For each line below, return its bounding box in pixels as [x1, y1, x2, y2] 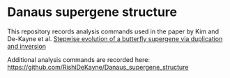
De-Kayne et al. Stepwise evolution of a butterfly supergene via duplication [7, 34, 223, 42]
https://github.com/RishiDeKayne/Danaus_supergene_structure [7, 63, 189, 71]
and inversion [7, 42, 47, 50]
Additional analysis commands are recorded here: [7, 55, 150, 63]
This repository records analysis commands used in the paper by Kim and [7, 27, 220, 36]
